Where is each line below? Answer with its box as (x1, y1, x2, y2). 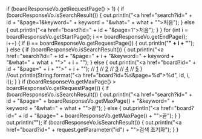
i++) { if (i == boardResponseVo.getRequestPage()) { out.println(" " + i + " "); (6, 39, 195, 47)
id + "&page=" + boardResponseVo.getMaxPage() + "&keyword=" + (6, 97, 175, 105)
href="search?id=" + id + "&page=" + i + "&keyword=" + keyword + (6, 53, 175, 59)
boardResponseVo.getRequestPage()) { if (6, 85, 109, 91)
